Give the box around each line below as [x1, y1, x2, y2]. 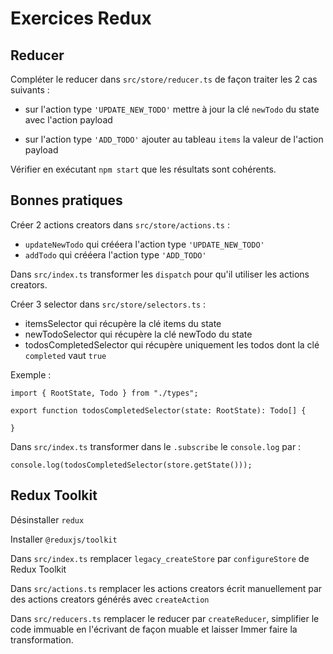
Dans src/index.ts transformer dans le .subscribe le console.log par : [10, 440, 302, 452]
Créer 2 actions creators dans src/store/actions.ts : [10, 218, 230, 231]
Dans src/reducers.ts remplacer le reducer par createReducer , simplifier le [10, 612, 320, 624]
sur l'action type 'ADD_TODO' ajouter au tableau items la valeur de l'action [24, 133, 324, 145]
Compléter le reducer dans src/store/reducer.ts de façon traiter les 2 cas [10, 73, 318, 85]
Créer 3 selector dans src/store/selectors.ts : [10, 298, 207, 310]
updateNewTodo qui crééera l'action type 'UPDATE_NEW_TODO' [24, 238, 265, 250]
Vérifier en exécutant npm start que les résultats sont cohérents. [10, 163, 277, 175]
